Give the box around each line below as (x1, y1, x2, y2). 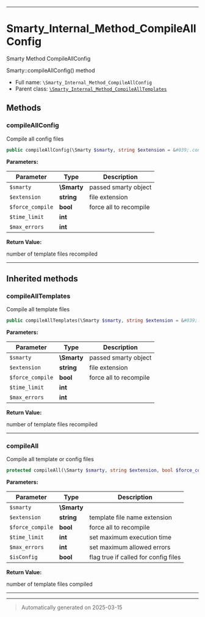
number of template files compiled (6, 580, 93, 588)
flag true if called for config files (89, 553, 181, 561)
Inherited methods (6, 273, 78, 284)
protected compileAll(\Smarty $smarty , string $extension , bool (6, 467, 173, 474)
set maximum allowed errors (89, 543, 171, 552)
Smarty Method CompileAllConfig (6, 54, 91, 62)
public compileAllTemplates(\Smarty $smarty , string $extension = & (6, 317, 184, 324)
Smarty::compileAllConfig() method (6, 67, 95, 74)
